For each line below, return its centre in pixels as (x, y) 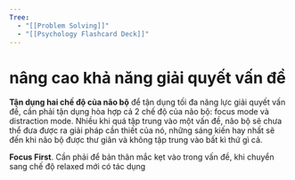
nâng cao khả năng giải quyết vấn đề (148, 78)
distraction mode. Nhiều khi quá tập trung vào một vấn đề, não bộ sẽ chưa (146, 121)
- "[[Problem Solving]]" (63, 26)
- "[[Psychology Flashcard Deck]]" (83, 34)
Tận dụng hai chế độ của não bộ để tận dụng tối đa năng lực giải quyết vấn (147, 102)
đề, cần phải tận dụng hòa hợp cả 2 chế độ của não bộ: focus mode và (139, 112)
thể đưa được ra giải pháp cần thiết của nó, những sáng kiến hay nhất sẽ (142, 130)
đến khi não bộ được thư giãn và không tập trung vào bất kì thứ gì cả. (136, 140)
